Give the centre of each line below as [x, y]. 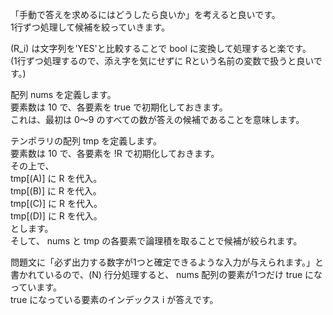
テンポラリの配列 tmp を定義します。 [86, 141]
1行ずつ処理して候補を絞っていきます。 [90, 27]
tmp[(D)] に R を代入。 [56, 216]
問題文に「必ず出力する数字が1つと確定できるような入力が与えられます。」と [167, 262]
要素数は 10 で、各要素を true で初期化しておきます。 [119, 107]
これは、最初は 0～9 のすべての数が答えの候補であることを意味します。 [157, 119]
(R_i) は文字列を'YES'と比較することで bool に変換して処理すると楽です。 [161, 48]
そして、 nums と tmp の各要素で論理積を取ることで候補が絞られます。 [156, 241]
